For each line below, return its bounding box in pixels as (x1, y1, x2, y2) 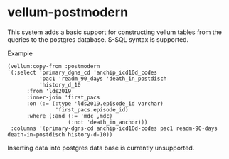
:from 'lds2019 (26, 87, 72, 94)
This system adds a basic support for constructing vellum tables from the (7, 28, 223, 36)
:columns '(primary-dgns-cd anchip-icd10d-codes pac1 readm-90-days (10, 125, 218, 132)
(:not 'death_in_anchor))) (68, 119, 148, 126)
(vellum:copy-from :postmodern (7, 62, 100, 70)
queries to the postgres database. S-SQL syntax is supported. (7, 35, 189, 43)
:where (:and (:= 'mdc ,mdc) (26, 112, 113, 119)
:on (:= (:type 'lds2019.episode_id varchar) (26, 100, 164, 107)
